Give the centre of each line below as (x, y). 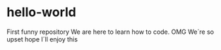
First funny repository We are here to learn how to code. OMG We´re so (110, 32)
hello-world (42, 12)
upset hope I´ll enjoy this (42, 39)
